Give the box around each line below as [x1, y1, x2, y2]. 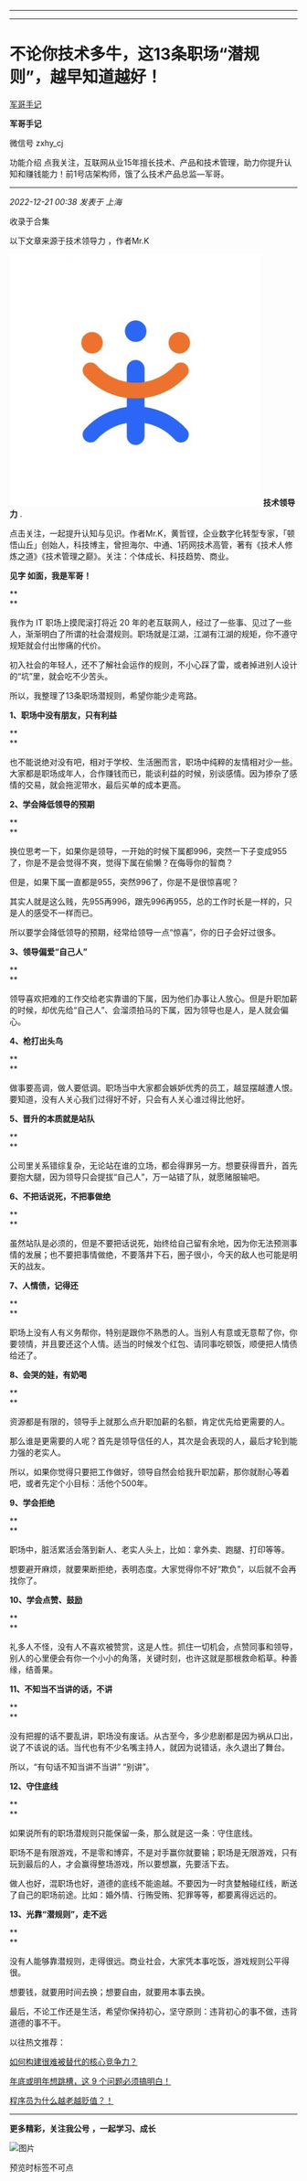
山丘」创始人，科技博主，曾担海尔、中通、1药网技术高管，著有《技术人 [16, 539, 285, 550]
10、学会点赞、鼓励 [9, 1594, 83, 1605]
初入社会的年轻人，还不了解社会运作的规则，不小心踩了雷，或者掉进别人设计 [9, 659, 298, 670]
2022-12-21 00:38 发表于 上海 [9, 196, 122, 207]
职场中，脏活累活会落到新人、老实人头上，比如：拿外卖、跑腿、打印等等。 [9, 1544, 290, 1555]
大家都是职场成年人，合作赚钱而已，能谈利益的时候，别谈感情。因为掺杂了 [9, 767, 290, 778]
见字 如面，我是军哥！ [9, 570, 92, 581]
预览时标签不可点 [9, 2162, 74, 2173]
